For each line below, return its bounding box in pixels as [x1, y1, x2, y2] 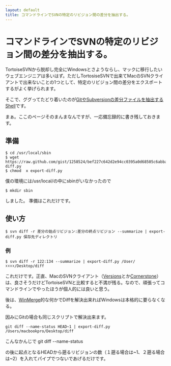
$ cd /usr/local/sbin [5, 150, 51, 156]
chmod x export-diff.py [10, 168, 63, 174]
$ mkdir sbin [5, 188, 33, 193]
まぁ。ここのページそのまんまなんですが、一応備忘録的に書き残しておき [5, 113, 156, 120]
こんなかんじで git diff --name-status [5, 338, 83, 345]
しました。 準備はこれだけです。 [5, 198, 73, 204]
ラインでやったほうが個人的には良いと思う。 [18, 286, 112, 292]
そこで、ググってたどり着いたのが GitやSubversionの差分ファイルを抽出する [5, 97, 164, 103]
